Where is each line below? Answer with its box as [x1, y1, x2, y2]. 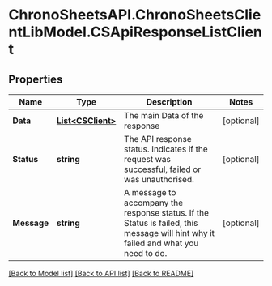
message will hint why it [124, 228, 215, 238]
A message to [124, 187, 176, 198]
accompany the [124, 197, 184, 208]
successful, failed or [124, 164, 202, 175]
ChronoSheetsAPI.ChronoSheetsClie [8, 6, 261, 24]
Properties [8, 72, 63, 86]
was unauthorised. [124, 174, 194, 185]
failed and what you [124, 237, 199, 249]
